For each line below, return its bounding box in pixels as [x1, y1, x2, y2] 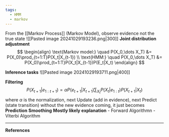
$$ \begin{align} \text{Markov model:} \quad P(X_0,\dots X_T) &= [17, 49, 152, 55]
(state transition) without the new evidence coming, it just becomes [5, 102, 145, 108]
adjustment [5, 41, 30, 47]
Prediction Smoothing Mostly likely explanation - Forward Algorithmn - [5, 107, 156, 113]
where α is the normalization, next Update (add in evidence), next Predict [5, 96, 157, 103]
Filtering [5, 79, 24, 85]
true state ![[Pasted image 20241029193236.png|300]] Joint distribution [5, 36, 157, 42]
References [5, 127, 30, 133]
